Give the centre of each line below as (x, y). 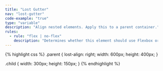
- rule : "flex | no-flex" (36, 36)
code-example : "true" (27, 18)
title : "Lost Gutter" (27, 9)
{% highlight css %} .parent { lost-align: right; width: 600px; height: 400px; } (81, 54)
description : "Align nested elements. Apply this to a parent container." (82, 27)
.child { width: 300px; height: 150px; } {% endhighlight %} (63, 63)
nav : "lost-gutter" (25, 14)
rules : (12, 32)
